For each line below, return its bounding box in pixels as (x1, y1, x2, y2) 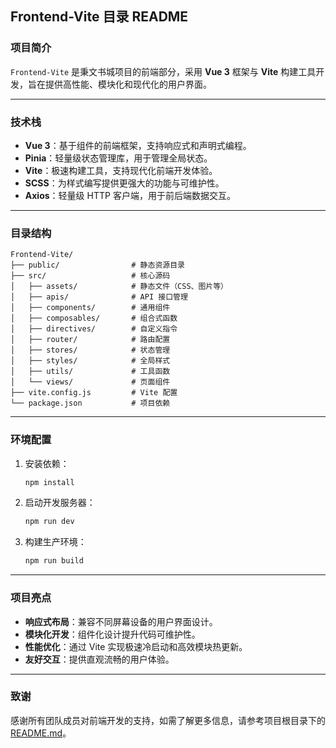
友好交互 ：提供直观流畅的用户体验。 (24, 653, 175, 665)
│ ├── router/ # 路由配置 (10, 335, 171, 345)
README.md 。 (10, 727, 72, 739)
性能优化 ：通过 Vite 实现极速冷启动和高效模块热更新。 (24, 640, 248, 652)
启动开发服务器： (24, 497, 96, 509)
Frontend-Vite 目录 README (10, 8, 189, 26)
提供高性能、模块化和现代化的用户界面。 (44, 78, 212, 90)
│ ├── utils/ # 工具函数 (10, 367, 171, 377)
